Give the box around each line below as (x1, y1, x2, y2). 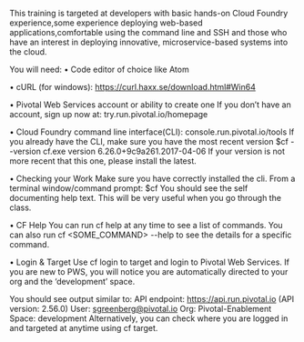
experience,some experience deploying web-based (9, 17, 203, 28)
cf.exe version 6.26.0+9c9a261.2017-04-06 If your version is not (42, 146, 285, 156)
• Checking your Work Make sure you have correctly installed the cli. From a (9, 173, 296, 184)
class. (9, 202, 32, 213)
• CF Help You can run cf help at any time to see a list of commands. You (9, 220, 284, 230)
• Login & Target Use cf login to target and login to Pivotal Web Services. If (9, 256, 289, 267)
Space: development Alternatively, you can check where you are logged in (9, 313, 289, 324)
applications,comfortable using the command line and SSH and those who (9, 27, 288, 37)
